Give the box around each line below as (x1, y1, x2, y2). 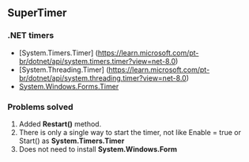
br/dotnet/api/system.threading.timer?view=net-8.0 (18, 73, 187, 82)
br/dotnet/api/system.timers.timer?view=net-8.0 (18, 56, 176, 66)
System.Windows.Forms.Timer (18, 81, 119, 91)
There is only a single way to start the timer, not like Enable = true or (18, 127, 242, 137)
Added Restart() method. (18, 119, 102, 129)
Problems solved (7, 101, 74, 112)
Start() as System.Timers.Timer (18, 136, 125, 145)
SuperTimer (7, 6, 67, 20)
